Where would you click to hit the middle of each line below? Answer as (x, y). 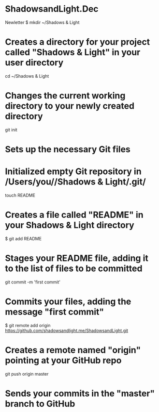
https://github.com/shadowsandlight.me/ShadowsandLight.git (67, 330)
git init (11, 130)
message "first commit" (55, 312)
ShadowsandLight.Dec (52, 9)
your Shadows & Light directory (70, 225)
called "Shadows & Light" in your (73, 52)
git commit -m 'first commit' (33, 282)
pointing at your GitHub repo (63, 360)
